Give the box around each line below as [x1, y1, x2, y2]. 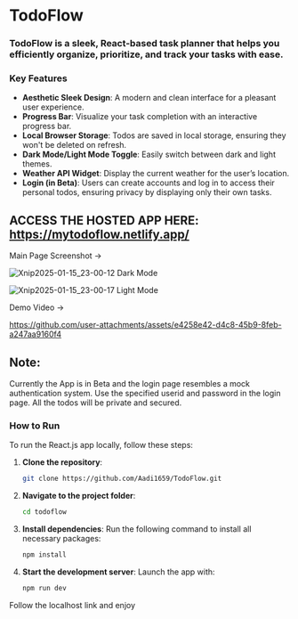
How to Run [9, 419, 60, 432]
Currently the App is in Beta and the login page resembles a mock [9, 379, 251, 389]
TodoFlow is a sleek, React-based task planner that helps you [9, 37, 280, 50]
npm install [21, 550, 67, 559]
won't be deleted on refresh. [21, 140, 127, 151]
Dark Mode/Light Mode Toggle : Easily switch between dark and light [21, 149, 276, 160]
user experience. [21, 102, 85, 112]
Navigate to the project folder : [21, 491, 136, 501]
